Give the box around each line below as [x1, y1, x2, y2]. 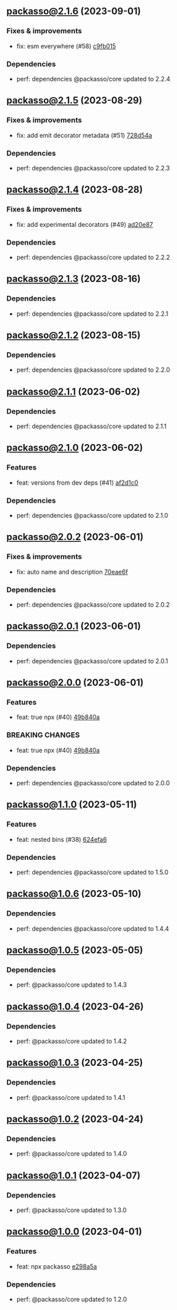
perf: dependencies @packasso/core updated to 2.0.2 [16, 600, 170, 609]
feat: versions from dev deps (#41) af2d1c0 [16, 478, 139, 487]
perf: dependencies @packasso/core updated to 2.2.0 [16, 365, 170, 374]
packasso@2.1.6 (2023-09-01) [6, 6, 141, 17]
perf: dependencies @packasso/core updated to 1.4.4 [16, 924, 169, 933]
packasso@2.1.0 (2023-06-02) [6, 442, 143, 454]
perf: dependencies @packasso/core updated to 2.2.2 [16, 253, 171, 261]
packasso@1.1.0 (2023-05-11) [6, 799, 137, 811]
